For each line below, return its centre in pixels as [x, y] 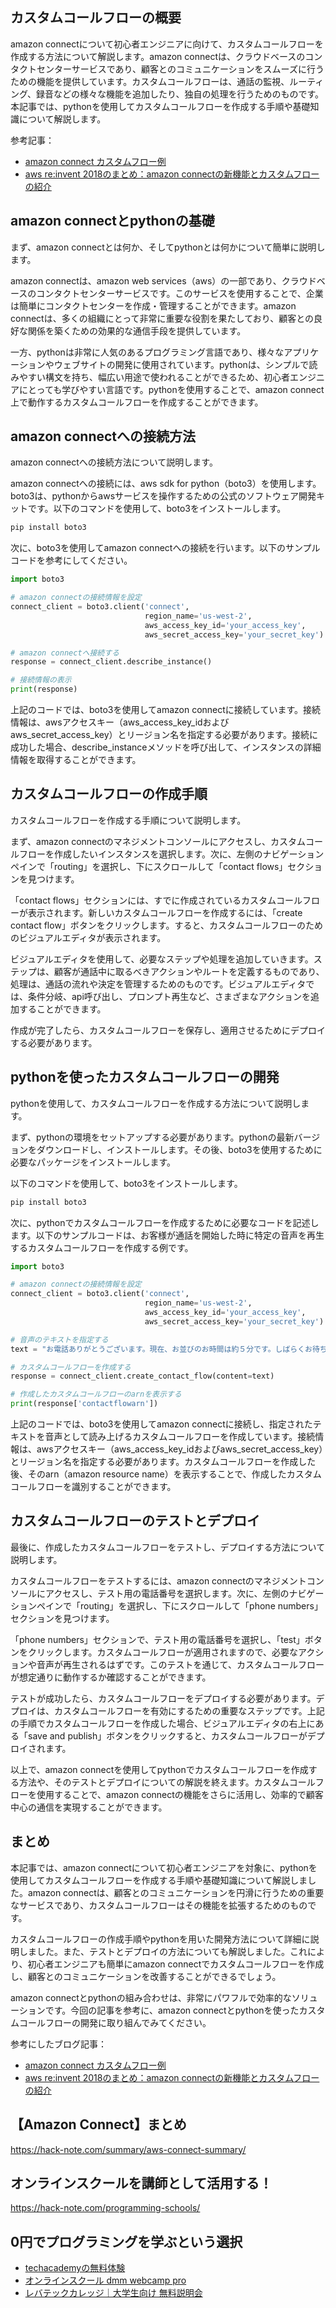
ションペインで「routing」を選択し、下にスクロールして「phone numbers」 [166, 1605]
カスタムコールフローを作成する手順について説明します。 [128, 820]
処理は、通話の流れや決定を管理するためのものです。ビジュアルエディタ [158, 984]
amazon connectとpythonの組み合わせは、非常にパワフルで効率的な [151, 1997]
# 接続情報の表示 [41, 680]
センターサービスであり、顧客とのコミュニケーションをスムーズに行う [180, 69]
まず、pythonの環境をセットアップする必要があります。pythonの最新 [152, 1137]
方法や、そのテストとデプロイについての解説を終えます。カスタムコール [167, 1782]
